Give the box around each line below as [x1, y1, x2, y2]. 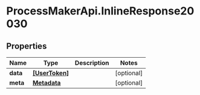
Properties [6, 41, 47, 51]
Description [74, 59, 110, 67]
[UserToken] [32, 69, 69, 77]
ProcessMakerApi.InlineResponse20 [6, 4, 195, 18]
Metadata [32, 79, 61, 87]
